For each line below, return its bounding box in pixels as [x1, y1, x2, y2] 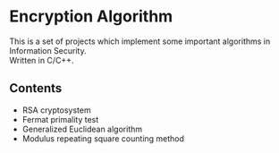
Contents [9, 81, 63, 96]
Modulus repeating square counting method [21, 132, 185, 144]
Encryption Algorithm [9, 6, 173, 27]
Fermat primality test [21, 114, 99, 124]
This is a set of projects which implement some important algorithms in [9, 36, 271, 47]
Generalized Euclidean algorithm [21, 123, 143, 134]
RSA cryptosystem [21, 105, 91, 115]
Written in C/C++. [9, 55, 74, 65]
